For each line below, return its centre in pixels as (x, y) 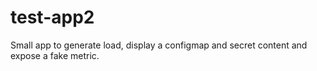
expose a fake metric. (55, 55)
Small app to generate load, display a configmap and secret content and (159, 45)
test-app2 (52, 17)
